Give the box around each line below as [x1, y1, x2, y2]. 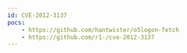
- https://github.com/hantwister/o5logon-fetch [21, 26, 179, 34]
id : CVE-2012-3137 [7, 11, 67, 19]
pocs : [7, 19, 25, 26]
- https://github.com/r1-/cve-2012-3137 [21, 33, 155, 41]
